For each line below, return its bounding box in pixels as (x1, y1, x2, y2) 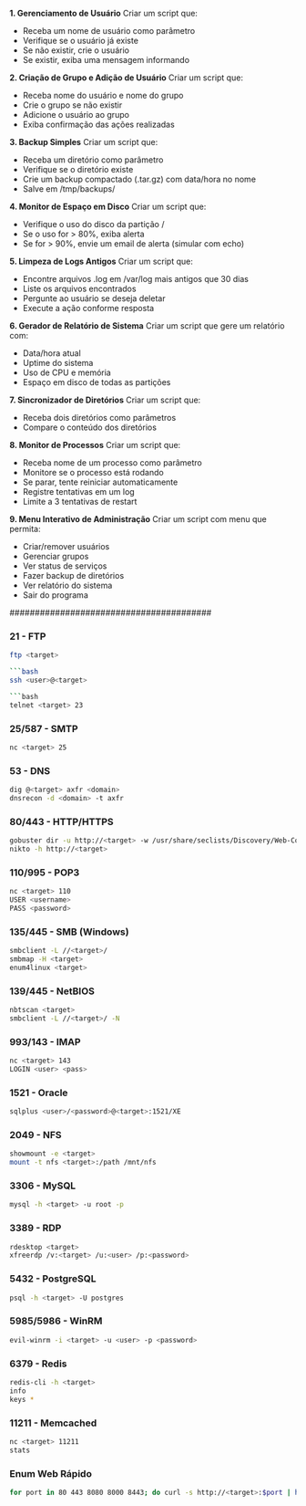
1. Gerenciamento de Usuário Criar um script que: (9, 8, 199, 18)
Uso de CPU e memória (22, 367, 111, 378)
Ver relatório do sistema (22, 580, 113, 591)
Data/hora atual (22, 348, 82, 359)
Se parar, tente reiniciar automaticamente (22, 476, 178, 487)
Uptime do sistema (22, 358, 94, 368)
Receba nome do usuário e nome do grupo (22, 90, 184, 100)
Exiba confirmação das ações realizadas (22, 119, 175, 130)
